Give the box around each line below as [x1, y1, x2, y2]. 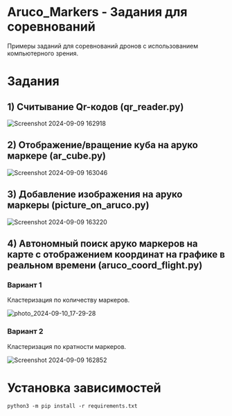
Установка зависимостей [7, 380, 161, 395]
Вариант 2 [7, 327, 44, 336]
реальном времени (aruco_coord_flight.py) [7, 259, 203, 271]
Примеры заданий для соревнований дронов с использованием [7, 42, 199, 50]
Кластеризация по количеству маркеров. [7, 296, 130, 305]
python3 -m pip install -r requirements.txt [7, 403, 138, 410]
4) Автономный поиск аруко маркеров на [7, 237, 198, 249]
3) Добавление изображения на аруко [7, 188, 183, 201]
